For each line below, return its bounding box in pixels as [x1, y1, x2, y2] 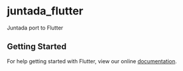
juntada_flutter [7, 4, 84, 18]
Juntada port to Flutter [7, 24, 63, 31]
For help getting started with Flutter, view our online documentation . [7, 57, 177, 64]
